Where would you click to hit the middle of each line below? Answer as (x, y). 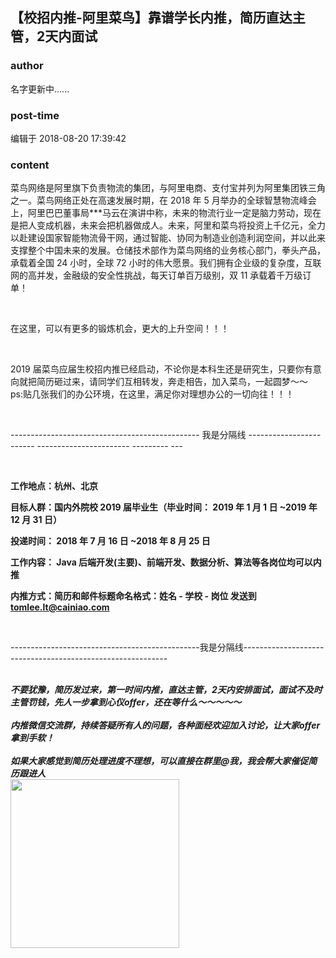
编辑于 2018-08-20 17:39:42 (68, 138)
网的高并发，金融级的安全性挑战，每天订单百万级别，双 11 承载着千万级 (156, 275)
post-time (35, 115)
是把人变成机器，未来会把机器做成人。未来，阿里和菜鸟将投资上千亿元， (159, 225)
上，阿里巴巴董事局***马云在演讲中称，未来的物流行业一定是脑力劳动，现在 (166, 213)
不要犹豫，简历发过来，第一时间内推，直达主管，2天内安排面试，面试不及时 (166, 690)
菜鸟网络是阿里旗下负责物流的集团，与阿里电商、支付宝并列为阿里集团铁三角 (168, 188)
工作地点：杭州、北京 (54, 486)
